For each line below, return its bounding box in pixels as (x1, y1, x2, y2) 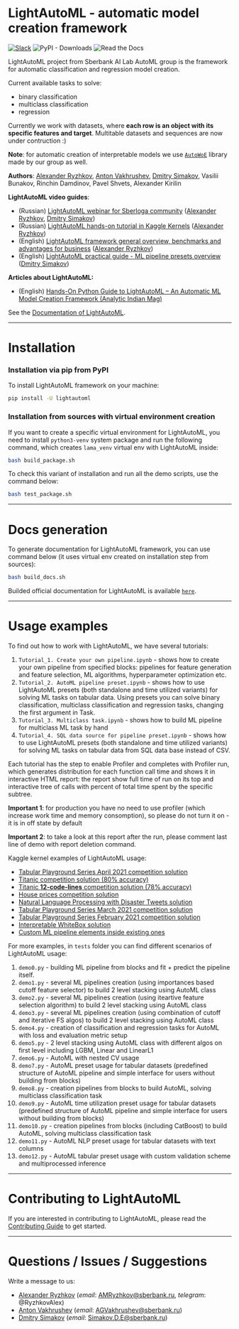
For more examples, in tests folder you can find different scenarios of (8, 942, 212, 950)
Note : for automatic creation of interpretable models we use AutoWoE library (8, 150, 228, 158)
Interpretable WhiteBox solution (18, 921, 111, 929)
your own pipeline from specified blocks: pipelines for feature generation (18, 663, 232, 672)
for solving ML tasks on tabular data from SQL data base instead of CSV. (18, 746, 230, 754)
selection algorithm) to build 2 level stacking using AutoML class (18, 1001, 207, 1009)
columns (18, 1144, 44, 1153)
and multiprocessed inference (18, 1159, 106, 1168)
